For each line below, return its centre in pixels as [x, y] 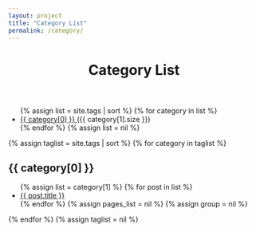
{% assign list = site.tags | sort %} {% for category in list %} [118, 110]
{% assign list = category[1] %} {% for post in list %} [106, 187]
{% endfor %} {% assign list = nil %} [80, 128]
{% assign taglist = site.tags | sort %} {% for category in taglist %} [118, 143]
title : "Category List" [48, 23]
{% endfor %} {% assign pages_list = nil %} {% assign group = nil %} [134, 204]
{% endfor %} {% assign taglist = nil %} [73, 219]
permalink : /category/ [46, 30]
